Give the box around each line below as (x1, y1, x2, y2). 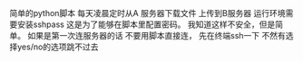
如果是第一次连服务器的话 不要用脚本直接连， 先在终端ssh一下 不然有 (26, 30, 286, 40)
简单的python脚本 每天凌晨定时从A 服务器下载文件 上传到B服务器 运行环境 (9, 8, 286, 18)
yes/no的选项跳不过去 (16, 41, 99, 52)
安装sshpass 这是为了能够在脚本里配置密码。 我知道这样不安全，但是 (16, 19, 276, 30)
